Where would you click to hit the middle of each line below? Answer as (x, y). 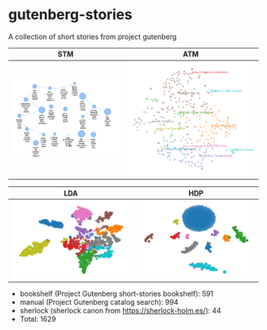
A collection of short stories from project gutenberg (93, 37)
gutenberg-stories (70, 15)
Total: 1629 (38, 319)
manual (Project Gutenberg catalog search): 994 (99, 302)
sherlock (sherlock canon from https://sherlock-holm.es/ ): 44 (120, 311)
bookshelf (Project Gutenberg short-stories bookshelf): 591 (116, 294)
